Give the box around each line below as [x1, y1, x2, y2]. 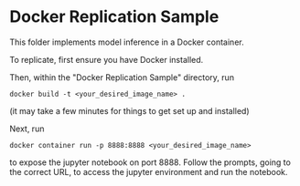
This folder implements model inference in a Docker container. [9, 36, 244, 47]
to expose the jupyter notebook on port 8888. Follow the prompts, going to [9, 157, 291, 168]
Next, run [9, 123, 45, 134]
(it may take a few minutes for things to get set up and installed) [9, 105, 250, 116]
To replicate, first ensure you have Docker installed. [9, 54, 204, 65]
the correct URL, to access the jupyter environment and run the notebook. [9, 166, 288, 177]
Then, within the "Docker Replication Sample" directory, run [9, 71, 235, 83]
